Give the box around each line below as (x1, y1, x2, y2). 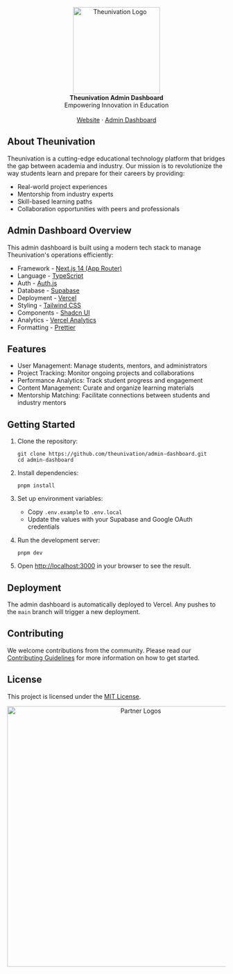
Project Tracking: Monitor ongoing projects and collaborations (17, 369, 195, 377)
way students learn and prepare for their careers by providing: (7, 169, 185, 177)
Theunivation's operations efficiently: (7, 250, 114, 259)
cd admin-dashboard (17, 456, 74, 464)
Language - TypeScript (17, 271, 84, 280)
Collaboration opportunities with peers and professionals (17, 204, 180, 213)
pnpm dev (17, 550, 43, 556)
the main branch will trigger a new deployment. (7, 608, 141, 616)
